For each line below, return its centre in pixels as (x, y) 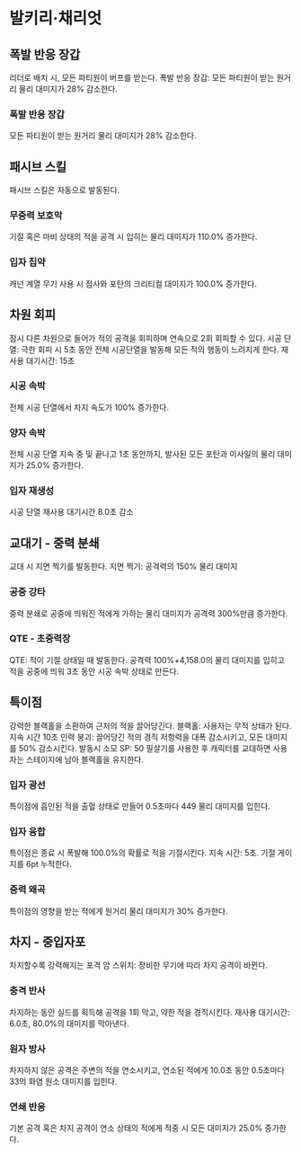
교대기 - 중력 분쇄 (54, 543)
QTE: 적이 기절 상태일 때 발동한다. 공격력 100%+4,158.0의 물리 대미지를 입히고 (147, 660)
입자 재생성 (32, 491)
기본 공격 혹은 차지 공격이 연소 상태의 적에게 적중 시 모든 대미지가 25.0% (136, 1128)
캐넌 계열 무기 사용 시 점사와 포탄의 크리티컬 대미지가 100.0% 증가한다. (133, 283)
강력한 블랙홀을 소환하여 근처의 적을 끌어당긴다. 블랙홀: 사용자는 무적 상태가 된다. (150, 725)
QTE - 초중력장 (40, 639)
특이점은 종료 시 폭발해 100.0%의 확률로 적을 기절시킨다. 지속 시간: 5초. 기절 (142, 853)
